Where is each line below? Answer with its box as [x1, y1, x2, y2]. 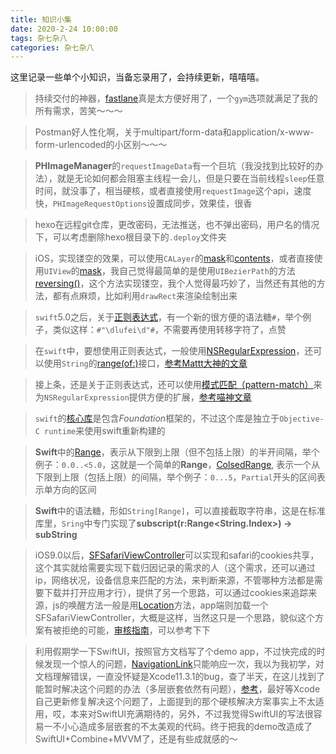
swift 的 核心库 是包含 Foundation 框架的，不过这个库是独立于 [34, 412, 280, 425]
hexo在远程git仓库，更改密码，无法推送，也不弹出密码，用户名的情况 [34, 219, 320, 231]
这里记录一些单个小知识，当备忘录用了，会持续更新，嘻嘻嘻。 [10, 71, 265, 83]
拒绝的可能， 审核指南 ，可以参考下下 [61, 624, 211, 636]
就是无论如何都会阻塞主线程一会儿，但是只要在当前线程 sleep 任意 [56, 172, 325, 185]
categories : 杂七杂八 [10, 42, 95, 53]
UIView [43, 267, 72, 277]
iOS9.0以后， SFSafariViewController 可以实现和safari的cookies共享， [34, 549, 320, 561]
